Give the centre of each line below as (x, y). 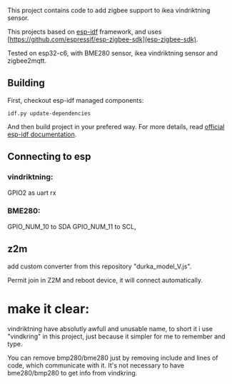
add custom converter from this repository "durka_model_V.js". (100, 266)
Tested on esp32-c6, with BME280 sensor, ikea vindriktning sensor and (112, 53)
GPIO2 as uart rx (32, 193)
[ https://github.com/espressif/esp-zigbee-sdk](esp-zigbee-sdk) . (103, 39)
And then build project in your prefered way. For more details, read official (116, 126)
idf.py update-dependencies (49, 113)
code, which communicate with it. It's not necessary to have (96, 365)
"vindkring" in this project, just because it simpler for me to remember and (117, 336)
